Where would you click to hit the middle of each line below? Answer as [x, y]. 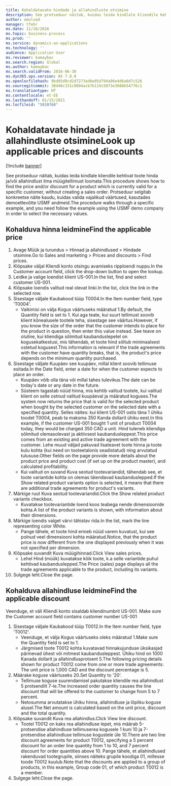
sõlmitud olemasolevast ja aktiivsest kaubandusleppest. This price [89, 434]
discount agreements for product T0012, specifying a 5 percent [87, 740]
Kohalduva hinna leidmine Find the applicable [78, 230]
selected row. [27, 293]
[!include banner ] [24, 166]
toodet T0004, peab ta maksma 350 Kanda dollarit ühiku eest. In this [92, 417]
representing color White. [40, 526]
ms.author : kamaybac [28, 67]
